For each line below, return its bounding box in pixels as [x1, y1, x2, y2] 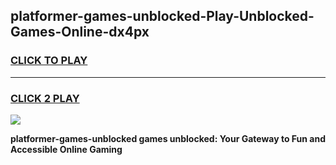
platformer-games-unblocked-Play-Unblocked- [10, 8, 315, 25]
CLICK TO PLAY [10, 54, 88, 68]
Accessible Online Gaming [10, 143, 123, 155]
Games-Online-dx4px [10, 24, 150, 41]
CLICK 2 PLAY [10, 91, 80, 105]
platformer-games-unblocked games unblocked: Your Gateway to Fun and [10, 132, 327, 144]
